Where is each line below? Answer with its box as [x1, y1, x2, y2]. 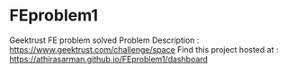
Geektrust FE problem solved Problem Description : [9, 35, 200, 45]
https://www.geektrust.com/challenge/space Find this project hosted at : [9, 44, 279, 54]
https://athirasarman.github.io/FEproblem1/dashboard [9, 53, 209, 64]
